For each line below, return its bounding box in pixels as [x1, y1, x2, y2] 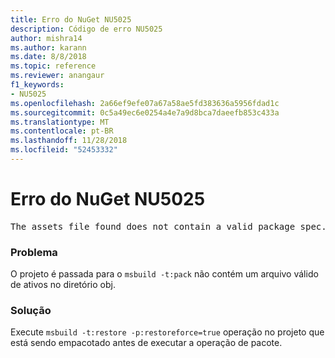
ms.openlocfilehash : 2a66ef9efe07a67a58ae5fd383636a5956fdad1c [10, 98, 280, 108]
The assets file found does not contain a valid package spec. [10, 221, 327, 232]
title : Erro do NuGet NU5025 [10, 14, 132, 25]
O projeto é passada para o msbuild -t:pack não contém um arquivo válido [10, 268, 319, 280]
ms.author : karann [10, 42, 87, 53]
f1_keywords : [10, 80, 65, 90]
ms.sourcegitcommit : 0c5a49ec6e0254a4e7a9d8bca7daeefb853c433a [10, 107, 280, 118]
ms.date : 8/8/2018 [10, 52, 87, 62]
